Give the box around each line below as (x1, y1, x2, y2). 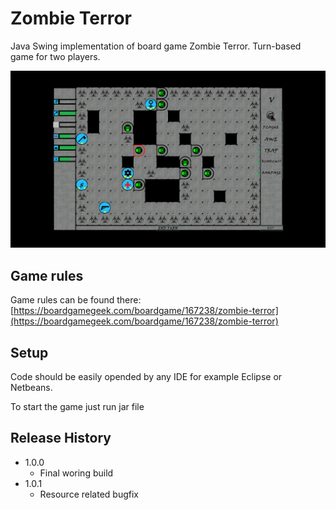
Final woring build (39, 467, 114, 479)
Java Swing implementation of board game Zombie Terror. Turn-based (10, 40, 302, 52)
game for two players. (10, 50, 101, 62)
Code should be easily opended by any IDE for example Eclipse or (10, 371, 283, 383)
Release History (10, 430, 112, 447)
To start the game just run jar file (10, 401, 145, 413)
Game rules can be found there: (10, 294, 142, 306)
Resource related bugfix (39, 488, 139, 500)
